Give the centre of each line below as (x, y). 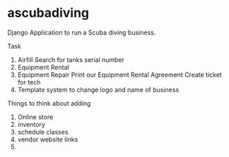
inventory (31, 124)
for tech (29, 82)
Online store (35, 117)
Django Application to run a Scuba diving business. (82, 32)
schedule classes (43, 132)
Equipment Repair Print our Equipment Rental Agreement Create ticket (120, 75)
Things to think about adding (49, 103)
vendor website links (48, 139)
